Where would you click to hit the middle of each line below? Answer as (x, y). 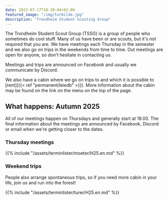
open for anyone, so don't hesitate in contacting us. (58, 55)
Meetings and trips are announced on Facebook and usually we (71, 65)
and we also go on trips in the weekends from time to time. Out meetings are (84, 50)
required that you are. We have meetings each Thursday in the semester (80, 44)
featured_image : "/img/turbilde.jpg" (45, 15)
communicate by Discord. (32, 70)
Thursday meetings (30, 143)
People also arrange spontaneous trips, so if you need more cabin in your (81, 177)
